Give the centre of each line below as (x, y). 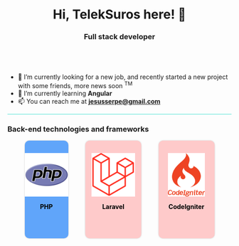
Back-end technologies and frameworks (78, 129)
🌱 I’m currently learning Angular (65, 93)
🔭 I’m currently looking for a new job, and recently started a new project (123, 77)
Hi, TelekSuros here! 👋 (119, 15)
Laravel (113, 207)
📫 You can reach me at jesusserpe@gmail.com (89, 102)
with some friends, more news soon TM (75, 85)
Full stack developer (119, 37)
